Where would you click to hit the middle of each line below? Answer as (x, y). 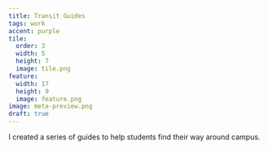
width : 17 (32, 84)
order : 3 (31, 46)
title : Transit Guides (47, 16)
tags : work (27, 24)
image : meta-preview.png (51, 106)
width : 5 (31, 54)
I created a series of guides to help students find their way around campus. (134, 137)
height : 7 (32, 62)
